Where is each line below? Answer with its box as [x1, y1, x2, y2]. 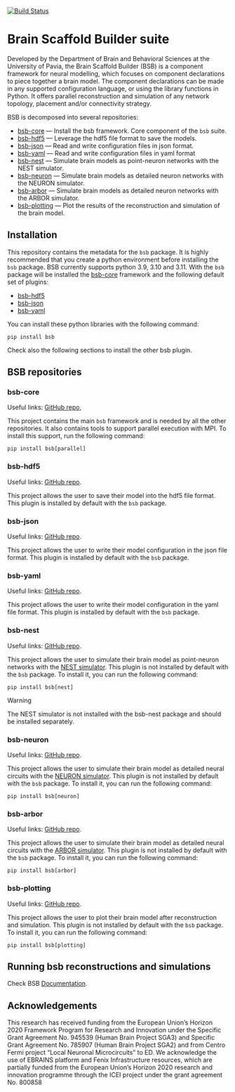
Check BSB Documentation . [7, 979, 88, 988]
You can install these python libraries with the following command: [7, 320, 199, 328]
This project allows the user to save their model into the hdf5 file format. [7, 491, 216, 499]
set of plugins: [7, 278, 49, 286]
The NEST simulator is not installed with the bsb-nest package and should [7, 709, 222, 718]
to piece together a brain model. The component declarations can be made [7, 77, 224, 85]
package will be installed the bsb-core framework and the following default [7, 270, 224, 278]
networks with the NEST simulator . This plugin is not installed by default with [7, 662, 229, 671]
